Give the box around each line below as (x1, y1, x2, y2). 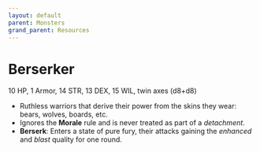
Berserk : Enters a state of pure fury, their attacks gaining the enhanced (19, 127, 252, 136)
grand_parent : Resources (8, 26, 90, 34)
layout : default (8, 11, 61, 20)
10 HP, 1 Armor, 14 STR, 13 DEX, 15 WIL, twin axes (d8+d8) (8, 86, 197, 95)
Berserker (8, 60, 75, 78)
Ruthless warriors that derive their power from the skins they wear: (19, 102, 237, 111)
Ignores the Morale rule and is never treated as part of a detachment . (19, 118, 246, 128)
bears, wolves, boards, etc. (19, 109, 108, 119)
